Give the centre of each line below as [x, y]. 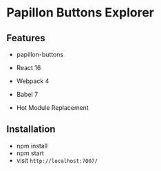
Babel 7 [27, 94]
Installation [31, 129]
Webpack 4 [33, 81]
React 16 [29, 68]
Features [26, 38]
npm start [30, 153]
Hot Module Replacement [52, 107]
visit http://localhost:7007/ [57, 160]
